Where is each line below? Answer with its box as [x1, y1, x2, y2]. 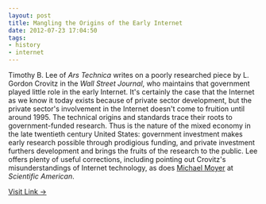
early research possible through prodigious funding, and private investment [8, 138, 256, 147]
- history [8, 41, 41, 49]
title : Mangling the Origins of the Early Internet [8, 19, 183, 27]
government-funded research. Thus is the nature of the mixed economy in [8, 121, 252, 130]
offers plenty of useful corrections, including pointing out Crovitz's [8, 155, 226, 164]
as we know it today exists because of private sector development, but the [8, 96, 253, 105]
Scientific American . [8, 171, 75, 181]
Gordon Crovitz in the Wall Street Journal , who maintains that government [8, 79, 250, 88]
